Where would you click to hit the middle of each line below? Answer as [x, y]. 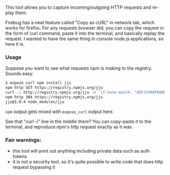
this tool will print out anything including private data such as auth [81, 151]
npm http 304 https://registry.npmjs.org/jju [54, 97]
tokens [19, 156]
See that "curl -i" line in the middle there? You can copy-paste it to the [78, 121]
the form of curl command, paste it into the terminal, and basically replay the [85, 33]
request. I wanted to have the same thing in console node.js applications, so [84, 39]
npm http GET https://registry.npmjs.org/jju [54, 88]
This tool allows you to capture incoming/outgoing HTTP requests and [78, 7]
